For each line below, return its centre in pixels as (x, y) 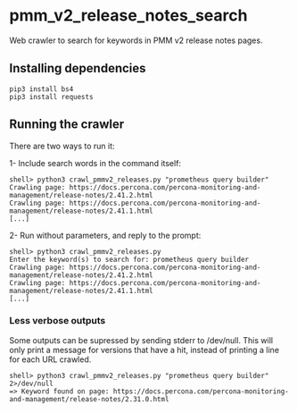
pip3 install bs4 (41, 89)
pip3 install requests (51, 97)
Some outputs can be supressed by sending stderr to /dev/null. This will (141, 340)
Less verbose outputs (58, 321)
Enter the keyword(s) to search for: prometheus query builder (129, 259)
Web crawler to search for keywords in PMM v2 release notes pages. (136, 40)
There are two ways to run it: (62, 146)
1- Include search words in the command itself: (95, 163)
